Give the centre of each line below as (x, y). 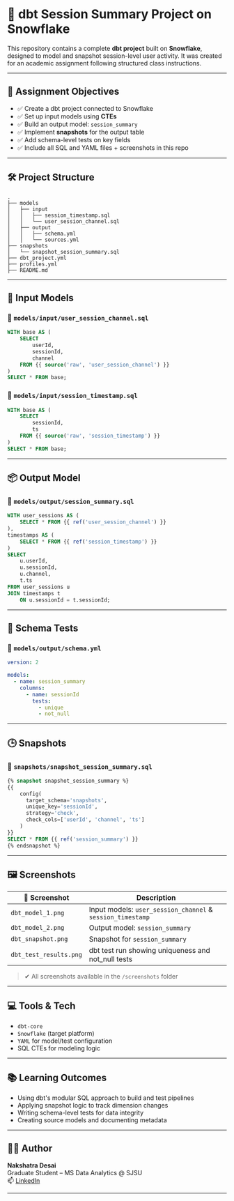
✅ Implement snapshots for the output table (81, 132)
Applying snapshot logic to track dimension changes (93, 1106)
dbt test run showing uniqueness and (149, 951)
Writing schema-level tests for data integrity (80, 1113)
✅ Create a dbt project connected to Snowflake (85, 108)
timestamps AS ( (31, 535)
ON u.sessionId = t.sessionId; (65, 600)
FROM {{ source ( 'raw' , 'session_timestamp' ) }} (90, 436)
